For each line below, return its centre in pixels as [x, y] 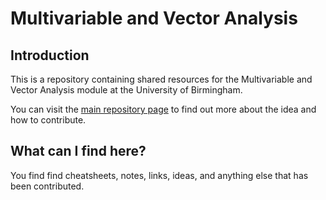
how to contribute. [48, 120]
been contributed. [47, 186]
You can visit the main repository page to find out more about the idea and [163, 109]
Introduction [50, 55]
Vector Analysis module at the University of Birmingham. [126, 90]
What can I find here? [78, 151]
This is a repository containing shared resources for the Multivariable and [161, 79]
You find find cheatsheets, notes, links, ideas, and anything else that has [159, 175]
